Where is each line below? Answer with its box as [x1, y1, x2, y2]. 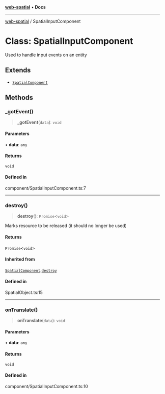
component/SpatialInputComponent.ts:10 [5, 383, 88, 389]
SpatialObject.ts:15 [5, 289, 43, 295]
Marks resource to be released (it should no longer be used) [5, 223, 127, 229]
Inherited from [5, 256, 35, 263]
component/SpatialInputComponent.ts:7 [5, 185, 86, 191]
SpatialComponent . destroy [5, 267, 57, 273]
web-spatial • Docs [5, 4, 46, 10]
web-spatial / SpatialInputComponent [5, 18, 81, 24]
